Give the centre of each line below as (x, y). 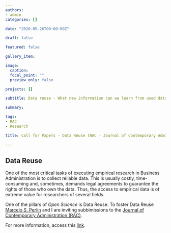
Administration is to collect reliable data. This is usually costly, (70, 178)
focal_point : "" (27, 75)
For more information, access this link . (45, 225)
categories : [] (21, 19)
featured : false (22, 47)
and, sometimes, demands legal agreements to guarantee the (94, 184)
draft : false (19, 38)
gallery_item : (20, 57)
